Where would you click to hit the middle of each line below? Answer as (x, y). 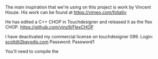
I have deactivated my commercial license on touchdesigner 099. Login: (79, 37)
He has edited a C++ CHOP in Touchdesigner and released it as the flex (79, 22)
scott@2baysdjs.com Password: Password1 (50, 42)
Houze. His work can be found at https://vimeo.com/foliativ (66, 12)
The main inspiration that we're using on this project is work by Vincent (78, 7)
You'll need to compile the (32, 51)
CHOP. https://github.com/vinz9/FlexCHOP (49, 27)
